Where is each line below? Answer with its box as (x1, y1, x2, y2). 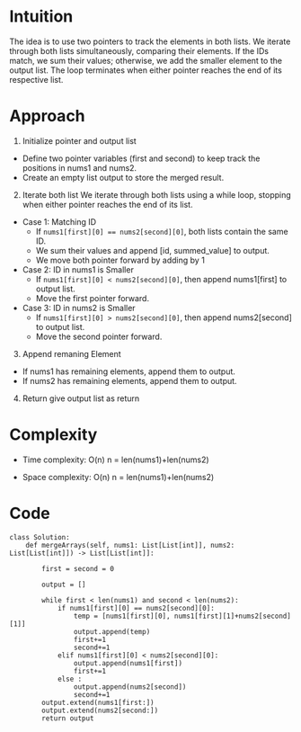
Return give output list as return (22, 393, 140, 404)
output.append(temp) (73, 627, 151, 636)
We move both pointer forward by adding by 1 (35, 254, 205, 265)
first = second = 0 (41, 564, 115, 573)
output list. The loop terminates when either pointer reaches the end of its (9, 65, 283, 76)
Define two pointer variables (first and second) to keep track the (22, 153, 261, 164)
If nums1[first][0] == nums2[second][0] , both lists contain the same (35, 226, 289, 237)
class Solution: (9, 532, 70, 541)
